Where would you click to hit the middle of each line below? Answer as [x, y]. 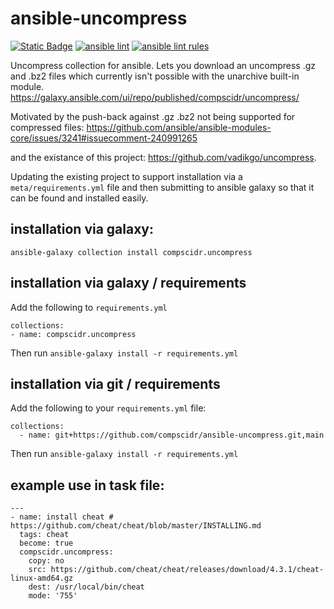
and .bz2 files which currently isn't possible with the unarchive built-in [155, 76]
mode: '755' [53, 596]
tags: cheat [44, 535]
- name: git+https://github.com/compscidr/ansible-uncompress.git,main [172, 435]
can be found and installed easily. [79, 198]
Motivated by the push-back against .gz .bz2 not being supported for [153, 116]
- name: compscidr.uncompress [73, 334]
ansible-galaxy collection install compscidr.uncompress [131, 252]
